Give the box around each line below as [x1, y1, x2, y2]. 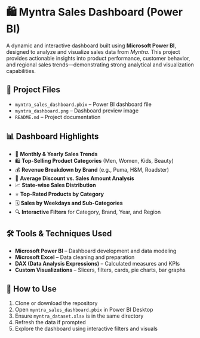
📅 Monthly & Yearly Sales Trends [14, 150, 98, 157]
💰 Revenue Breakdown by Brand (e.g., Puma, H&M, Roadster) [14, 166, 169, 173]
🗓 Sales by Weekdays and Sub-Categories [14, 199, 124, 206]
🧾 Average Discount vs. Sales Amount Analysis [14, 175, 134, 182]
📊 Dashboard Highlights [6, 132, 99, 142]
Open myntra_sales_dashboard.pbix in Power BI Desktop [14, 306, 153, 313]
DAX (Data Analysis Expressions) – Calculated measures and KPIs [14, 260, 180, 267]
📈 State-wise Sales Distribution [14, 181, 97, 188]
